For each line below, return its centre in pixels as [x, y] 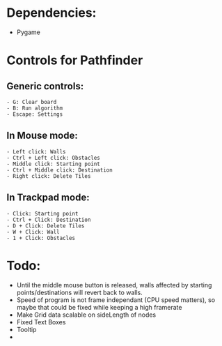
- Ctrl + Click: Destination [49, 220]
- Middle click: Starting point [53, 164]
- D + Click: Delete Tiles [46, 226]
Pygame [29, 32]
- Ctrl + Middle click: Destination [60, 170]
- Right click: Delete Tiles [49, 176]
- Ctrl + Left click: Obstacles [53, 158]
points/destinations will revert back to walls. [80, 292]
